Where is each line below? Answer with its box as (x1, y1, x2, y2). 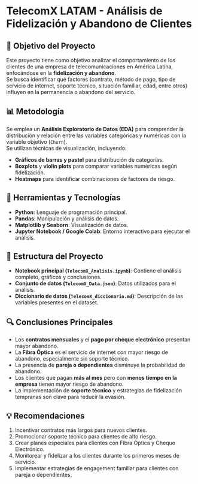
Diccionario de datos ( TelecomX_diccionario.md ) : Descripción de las (14, 292, 184, 300)
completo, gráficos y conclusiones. (14, 274, 102, 281)
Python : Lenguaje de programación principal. (14, 208, 127, 216)
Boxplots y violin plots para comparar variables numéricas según (14, 162, 178, 170)
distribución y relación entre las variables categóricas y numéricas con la (6, 132, 187, 139)
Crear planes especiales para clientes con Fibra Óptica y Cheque (14, 439, 175, 447)
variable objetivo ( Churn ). (6, 138, 68, 145)
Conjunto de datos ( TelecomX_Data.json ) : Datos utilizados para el (14, 280, 176, 287)
